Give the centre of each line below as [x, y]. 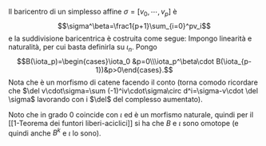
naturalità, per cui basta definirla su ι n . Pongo [83, 47]
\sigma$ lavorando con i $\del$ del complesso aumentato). [105, 99]
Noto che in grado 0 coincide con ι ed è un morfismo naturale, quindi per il [131, 114]
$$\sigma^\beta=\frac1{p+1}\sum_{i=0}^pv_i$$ [134, 26]
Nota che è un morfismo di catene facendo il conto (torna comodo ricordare [133, 82]
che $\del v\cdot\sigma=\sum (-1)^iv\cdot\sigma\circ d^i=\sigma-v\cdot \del [133, 90]
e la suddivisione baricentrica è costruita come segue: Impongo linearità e [130, 38]
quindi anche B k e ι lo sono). [55, 132]
